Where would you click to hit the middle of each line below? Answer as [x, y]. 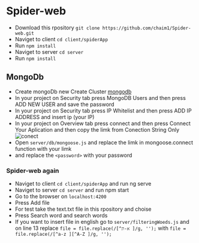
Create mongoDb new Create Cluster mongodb [73, 92]
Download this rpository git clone [57, 28]
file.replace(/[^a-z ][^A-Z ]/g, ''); [63, 235]
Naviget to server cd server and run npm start [72, 190]
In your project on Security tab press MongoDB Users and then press [100, 98]
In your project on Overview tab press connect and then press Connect [102, 123]
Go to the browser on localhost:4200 [61, 196]
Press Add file [32, 203]
